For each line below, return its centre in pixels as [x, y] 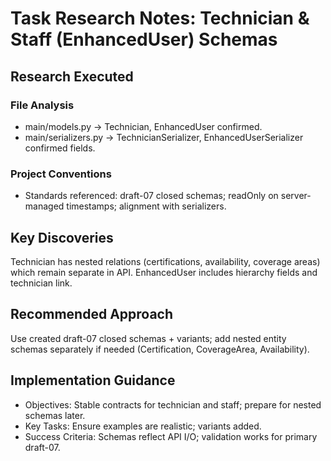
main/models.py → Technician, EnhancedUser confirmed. [143, 126]
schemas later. [55, 415]
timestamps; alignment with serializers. [146, 206]
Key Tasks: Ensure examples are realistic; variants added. [143, 426]
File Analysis [42, 105]
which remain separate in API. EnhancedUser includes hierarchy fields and [164, 272]
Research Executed [72, 76]
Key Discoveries [62, 237]
